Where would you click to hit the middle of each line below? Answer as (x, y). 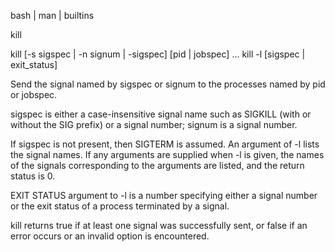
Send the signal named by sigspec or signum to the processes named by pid (168, 84)
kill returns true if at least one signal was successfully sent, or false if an (159, 225)
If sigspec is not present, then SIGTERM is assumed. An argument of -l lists (165, 144)
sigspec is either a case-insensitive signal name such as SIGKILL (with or (161, 114)
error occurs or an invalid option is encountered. (110, 236)
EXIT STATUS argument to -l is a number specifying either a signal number (164, 195)
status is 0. (33, 176)
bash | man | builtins (52, 15)
